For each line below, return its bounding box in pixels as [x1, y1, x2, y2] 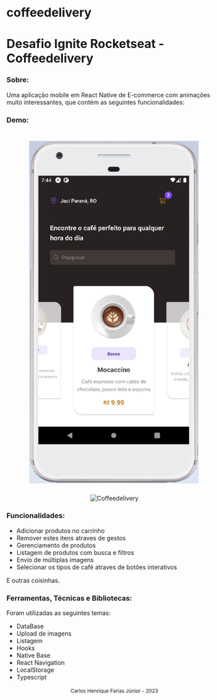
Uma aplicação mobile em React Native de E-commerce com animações [6, 90, 210, 99]
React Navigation [16, 659, 65, 667]
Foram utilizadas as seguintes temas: [6, 609, 111, 617]
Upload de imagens [16, 629, 72, 638]
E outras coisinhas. [6, 576, 60, 584]
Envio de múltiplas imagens [16, 555, 94, 564]
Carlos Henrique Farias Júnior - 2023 [70, 688, 159, 695]
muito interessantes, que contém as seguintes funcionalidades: [6, 98, 185, 106]
